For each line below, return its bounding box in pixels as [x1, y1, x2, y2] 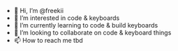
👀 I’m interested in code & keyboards [13, 14, 120, 22]
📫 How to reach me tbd [13, 37, 84, 44]
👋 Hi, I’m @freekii [13, 7, 64, 14]
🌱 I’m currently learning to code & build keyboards [13, 21, 158, 29]
